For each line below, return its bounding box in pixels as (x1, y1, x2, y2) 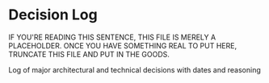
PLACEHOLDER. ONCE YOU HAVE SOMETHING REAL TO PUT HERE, (8, 40, 237, 50)
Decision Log (8, 6, 99, 24)
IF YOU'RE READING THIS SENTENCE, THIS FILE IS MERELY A (8, 32, 216, 42)
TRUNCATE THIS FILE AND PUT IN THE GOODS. (8, 49, 170, 59)
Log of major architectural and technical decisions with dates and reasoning (8, 64, 261, 74)
